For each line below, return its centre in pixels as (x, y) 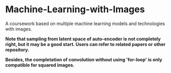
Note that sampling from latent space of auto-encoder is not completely (83, 39)
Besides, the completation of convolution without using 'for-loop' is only (84, 59)
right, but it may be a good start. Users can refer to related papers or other (86, 44)
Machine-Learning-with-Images (75, 9)
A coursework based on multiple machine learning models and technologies (85, 23)
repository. (17, 50)
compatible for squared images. (40, 65)
